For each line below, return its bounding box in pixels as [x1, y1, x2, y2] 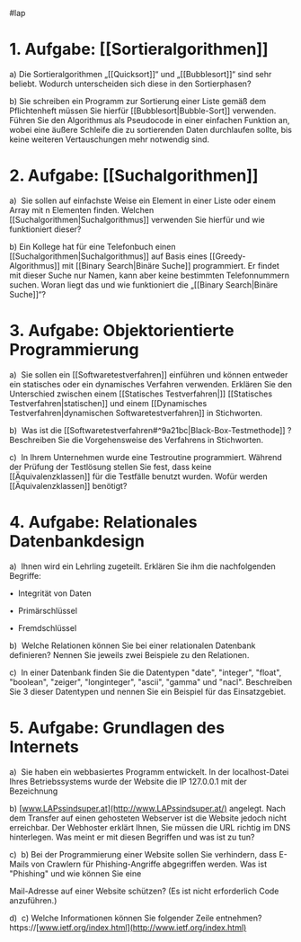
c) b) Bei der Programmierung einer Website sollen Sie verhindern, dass [9, 849, 277, 859]
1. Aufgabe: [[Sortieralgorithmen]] [9, 40, 269, 59]
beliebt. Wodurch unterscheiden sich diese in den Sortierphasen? [9, 78, 252, 89]
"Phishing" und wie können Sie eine [9, 867, 142, 879]
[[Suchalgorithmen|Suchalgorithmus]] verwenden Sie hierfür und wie [9, 214, 265, 225]
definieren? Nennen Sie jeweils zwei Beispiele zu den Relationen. [9, 649, 250, 660]
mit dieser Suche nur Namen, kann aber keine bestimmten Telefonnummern [9, 270, 290, 280]
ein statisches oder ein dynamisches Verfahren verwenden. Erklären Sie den [9, 378, 292, 389]
